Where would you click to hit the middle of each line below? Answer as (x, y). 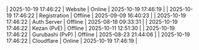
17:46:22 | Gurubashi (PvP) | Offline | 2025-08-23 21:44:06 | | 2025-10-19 (98, 35)
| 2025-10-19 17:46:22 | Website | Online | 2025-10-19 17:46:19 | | (87, 9)
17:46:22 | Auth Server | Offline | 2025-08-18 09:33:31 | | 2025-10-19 (92, 22)
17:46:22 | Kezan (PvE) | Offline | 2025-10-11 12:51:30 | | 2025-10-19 (91, 28)
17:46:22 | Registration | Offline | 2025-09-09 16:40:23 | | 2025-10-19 (99, 15)
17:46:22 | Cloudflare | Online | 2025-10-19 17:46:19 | (72, 41)
